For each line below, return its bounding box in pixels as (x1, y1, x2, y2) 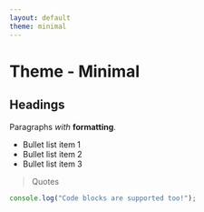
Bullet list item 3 (22, 158, 83, 169)
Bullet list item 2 (22, 148, 83, 159)
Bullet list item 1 (22, 138, 82, 150)
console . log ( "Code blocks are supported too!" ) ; (9, 193, 197, 203)
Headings (9, 97, 65, 113)
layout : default (9, 13, 71, 23)
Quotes (31, 176, 60, 187)
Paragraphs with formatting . (9, 121, 116, 132)
